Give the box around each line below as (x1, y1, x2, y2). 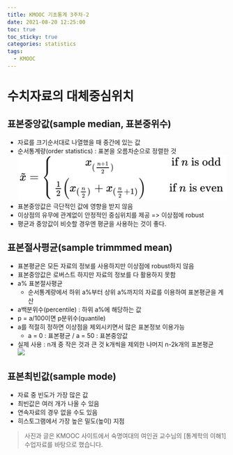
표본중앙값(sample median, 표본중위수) (7, 118, 172, 130)
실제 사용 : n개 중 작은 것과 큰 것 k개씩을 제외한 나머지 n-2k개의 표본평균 (17, 340, 214, 348)
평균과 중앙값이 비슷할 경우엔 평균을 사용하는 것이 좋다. (17, 219, 167, 228)
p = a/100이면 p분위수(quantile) (17, 314, 106, 322)
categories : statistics (7, 40, 77, 48)
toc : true (7, 26, 36, 33)
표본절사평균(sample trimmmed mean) (7, 242, 173, 254)
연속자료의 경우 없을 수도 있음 (17, 408, 98, 416)
